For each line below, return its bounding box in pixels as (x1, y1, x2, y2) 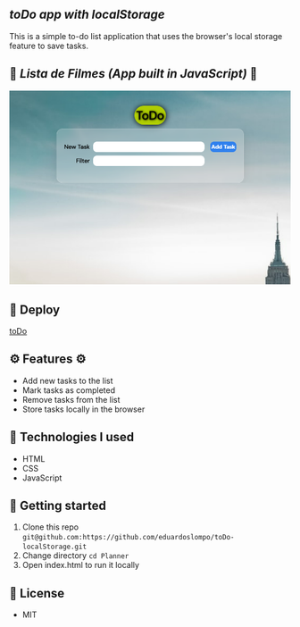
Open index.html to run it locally (21, 560, 140, 571)
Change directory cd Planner (21, 550, 129, 561)
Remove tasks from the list (21, 394, 121, 405)
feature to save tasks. (9, 40, 89, 51)
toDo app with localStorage (9, 7, 165, 22)
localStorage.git (21, 542, 87, 552)
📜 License (9, 585, 65, 601)
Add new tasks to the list (21, 375, 113, 386)
